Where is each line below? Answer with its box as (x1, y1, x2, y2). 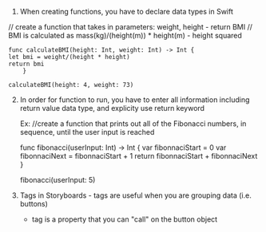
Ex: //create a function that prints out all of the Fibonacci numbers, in (19, 119, 247, 128)
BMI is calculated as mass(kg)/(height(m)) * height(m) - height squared (8, 31, 242, 40)
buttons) (19, 199, 48, 208)
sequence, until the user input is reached (19, 128, 155, 136)
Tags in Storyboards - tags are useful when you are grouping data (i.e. (19, 191, 252, 200)
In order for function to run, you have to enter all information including (19, 95, 250, 104)
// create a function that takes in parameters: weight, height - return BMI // (8, 22, 253, 31)
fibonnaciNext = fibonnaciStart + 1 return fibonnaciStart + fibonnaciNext (19, 151, 258, 160)
